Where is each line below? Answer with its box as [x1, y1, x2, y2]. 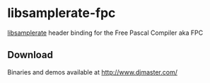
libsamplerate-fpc [7, 5, 116, 21]
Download [7, 49, 53, 61]
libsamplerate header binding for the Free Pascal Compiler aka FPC [7, 28, 204, 37]
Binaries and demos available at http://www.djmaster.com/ [7, 67, 178, 76]
